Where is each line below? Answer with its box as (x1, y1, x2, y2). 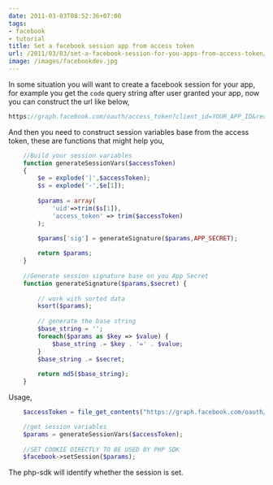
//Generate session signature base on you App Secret (23, 271, 209, 280)
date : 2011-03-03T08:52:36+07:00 (8, 11, 122, 20)
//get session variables (23, 422, 107, 431)
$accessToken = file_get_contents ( (23, 408, 144, 416)
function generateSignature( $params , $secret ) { (23, 279, 187, 288)
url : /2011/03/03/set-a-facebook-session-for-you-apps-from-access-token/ (8, 50, 267, 58)
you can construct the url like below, (8, 97, 130, 106)
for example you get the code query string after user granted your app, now (8, 88, 260, 97)
